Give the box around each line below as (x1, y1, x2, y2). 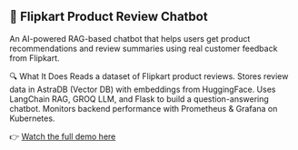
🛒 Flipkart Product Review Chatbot (9, 9, 208, 25)
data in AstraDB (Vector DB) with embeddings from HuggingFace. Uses (9, 84, 276, 95)
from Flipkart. (9, 52, 61, 64)
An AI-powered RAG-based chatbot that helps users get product (9, 33, 251, 44)
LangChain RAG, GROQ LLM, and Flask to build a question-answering (9, 93, 270, 105)
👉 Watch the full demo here (9, 131, 116, 142)
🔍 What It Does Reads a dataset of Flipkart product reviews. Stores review (9, 70, 289, 82)
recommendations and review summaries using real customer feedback (9, 43, 278, 54)
